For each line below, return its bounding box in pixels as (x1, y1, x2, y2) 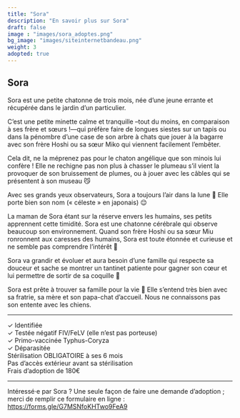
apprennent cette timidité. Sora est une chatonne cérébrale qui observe (7, 219, 218, 228)
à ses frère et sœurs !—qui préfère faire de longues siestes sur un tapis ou (7, 124, 226, 133)
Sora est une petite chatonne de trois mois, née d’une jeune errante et (7, 96, 214, 104)
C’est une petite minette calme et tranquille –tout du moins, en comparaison (7, 117, 230, 126)
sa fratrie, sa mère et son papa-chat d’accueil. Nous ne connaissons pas (7, 292, 221, 301)
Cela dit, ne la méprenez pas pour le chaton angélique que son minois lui (7, 154, 221, 162)
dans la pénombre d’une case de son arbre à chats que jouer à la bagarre (7, 132, 224, 141)
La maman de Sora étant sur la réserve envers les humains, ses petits (7, 212, 212, 220)
